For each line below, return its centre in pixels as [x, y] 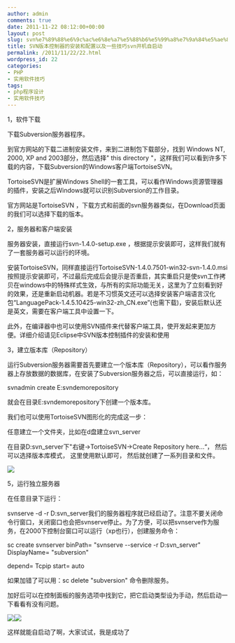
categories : [24, 66]
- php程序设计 [26, 92]
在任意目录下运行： [35, 498]
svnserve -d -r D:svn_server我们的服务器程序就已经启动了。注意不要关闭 [112, 513]
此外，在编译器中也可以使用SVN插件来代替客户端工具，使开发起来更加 [109, 326]
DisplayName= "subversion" [48, 552]
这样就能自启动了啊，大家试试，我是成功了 [69, 632]
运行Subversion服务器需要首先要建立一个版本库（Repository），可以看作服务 [117, 365]
